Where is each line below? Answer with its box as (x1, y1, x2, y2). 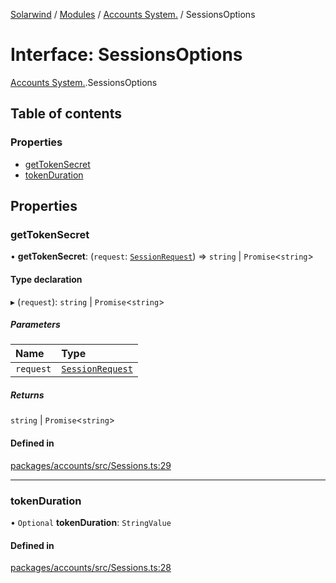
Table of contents (10, 105, 122, 123)
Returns (10, 389, 45, 401)
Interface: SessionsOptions (10, 44, 243, 66)
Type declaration (10, 273, 83, 285)
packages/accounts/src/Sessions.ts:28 (10, 562, 172, 574)
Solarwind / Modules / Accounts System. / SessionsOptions (10, 9, 256, 20)
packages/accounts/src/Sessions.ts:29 (10, 459, 172, 471)
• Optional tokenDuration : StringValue (10, 516, 172, 528)
